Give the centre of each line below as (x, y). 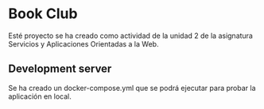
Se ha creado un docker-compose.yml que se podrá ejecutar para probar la (132, 88)
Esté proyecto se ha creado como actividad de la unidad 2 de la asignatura (130, 36)
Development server (60, 69)
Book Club (43, 14)
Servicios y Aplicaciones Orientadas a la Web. (83, 43)
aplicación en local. (40, 96)
